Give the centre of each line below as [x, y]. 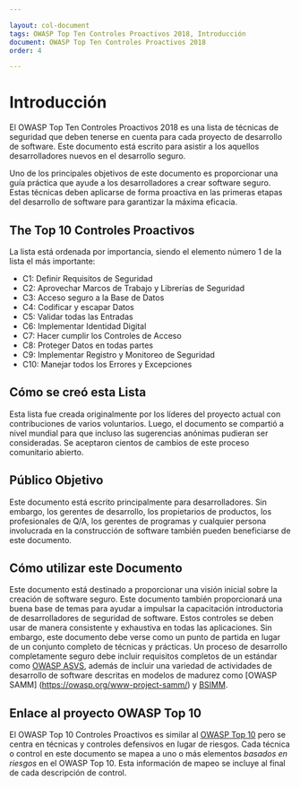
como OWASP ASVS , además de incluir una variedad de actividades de [141, 666]
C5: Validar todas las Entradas [77, 316]
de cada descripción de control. [68, 773]
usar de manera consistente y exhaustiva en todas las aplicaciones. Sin [141, 627]
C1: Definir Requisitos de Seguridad [88, 278]
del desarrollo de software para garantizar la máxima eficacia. [124, 202]
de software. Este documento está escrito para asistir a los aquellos [134, 147]
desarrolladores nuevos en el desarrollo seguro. [98, 156]
